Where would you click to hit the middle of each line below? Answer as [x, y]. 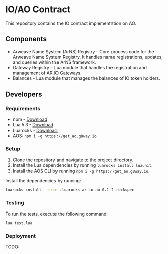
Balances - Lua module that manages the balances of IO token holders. [86, 78]
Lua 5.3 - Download [33, 125]
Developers [24, 94]
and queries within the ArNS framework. [54, 62]
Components [26, 39]
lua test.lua [19, 223]
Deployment [21, 236]
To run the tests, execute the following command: [57, 214]
